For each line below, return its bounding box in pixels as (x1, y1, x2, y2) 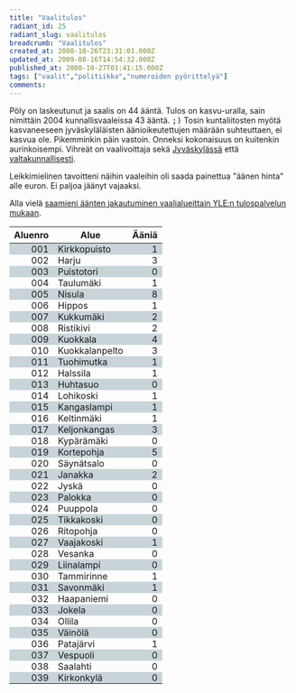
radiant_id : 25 (9, 22, 67, 31)
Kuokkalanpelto (57, 344, 124, 356)
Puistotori (57, 265, 99, 278)
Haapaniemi (57, 592, 109, 605)
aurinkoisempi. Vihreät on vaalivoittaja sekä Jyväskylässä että (9, 143, 239, 154)
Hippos (57, 299, 88, 311)
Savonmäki (57, 581, 106, 594)
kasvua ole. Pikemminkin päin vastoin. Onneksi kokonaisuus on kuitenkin (9, 134, 280, 144)
